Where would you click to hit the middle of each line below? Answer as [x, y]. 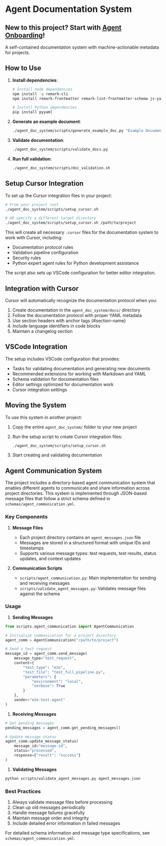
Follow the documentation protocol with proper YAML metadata [77, 315]
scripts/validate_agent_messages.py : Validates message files [83, 588]
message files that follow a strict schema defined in [58, 499]
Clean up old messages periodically [49, 808]
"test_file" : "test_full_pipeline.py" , [64, 672]
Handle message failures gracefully [49, 813]
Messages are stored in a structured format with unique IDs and [85, 542]
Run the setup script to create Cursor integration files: [67, 436]
